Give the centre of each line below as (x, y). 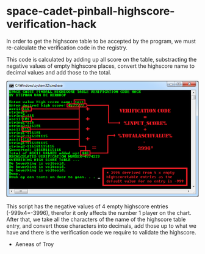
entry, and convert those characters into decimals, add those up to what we (101, 226)
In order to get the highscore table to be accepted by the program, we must (101, 41)
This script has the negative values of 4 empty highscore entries (88, 206)
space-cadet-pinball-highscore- (91, 11)
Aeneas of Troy (34, 244)
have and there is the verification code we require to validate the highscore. (101, 232)
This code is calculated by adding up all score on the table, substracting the (102, 59)
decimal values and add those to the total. (59, 72)
